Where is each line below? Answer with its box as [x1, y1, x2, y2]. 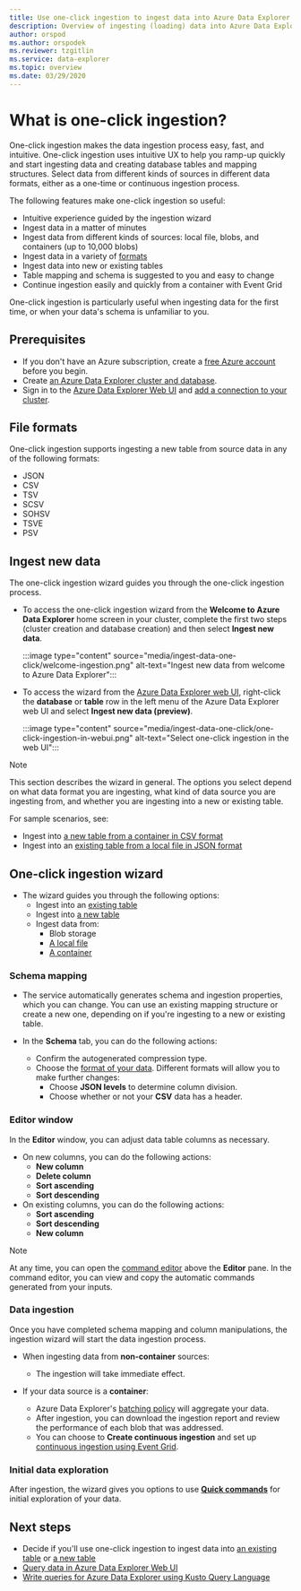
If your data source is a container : [21, 1386, 150, 1396]
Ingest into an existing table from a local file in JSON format [21, 840, 243, 852]
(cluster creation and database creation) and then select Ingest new [21, 624, 275, 635]
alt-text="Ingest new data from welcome [135, 660, 285, 670]
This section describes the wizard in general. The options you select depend [9, 777, 292, 788]
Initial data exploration [9, 1463, 109, 1475]
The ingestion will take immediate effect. [35, 1368, 185, 1379]
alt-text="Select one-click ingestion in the [134, 732, 289, 744]
